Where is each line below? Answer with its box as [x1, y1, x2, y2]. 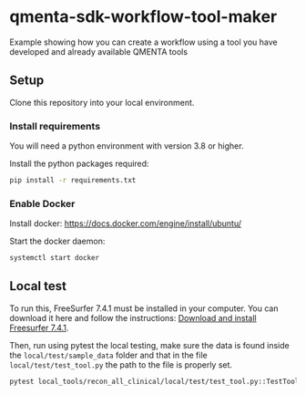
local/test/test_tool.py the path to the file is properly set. [9, 359, 233, 370]
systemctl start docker [9, 254, 100, 263]
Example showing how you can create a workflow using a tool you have [9, 36, 278, 47]
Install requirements [9, 120, 101, 132]
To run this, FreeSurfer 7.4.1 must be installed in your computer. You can [9, 303, 279, 314]
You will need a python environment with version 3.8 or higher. [9, 140, 244, 151]
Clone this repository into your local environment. [9, 97, 195, 108]
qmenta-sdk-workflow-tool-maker [9, 6, 278, 27]
